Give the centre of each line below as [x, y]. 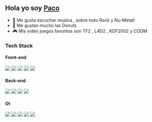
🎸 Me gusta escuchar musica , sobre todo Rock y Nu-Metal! [74, 20]
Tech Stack [19, 46]
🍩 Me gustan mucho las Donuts [45, 25]
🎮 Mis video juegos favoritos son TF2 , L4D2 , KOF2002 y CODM [80, 31]
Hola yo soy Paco [32, 8]
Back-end [15, 80]
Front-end [16, 58]
